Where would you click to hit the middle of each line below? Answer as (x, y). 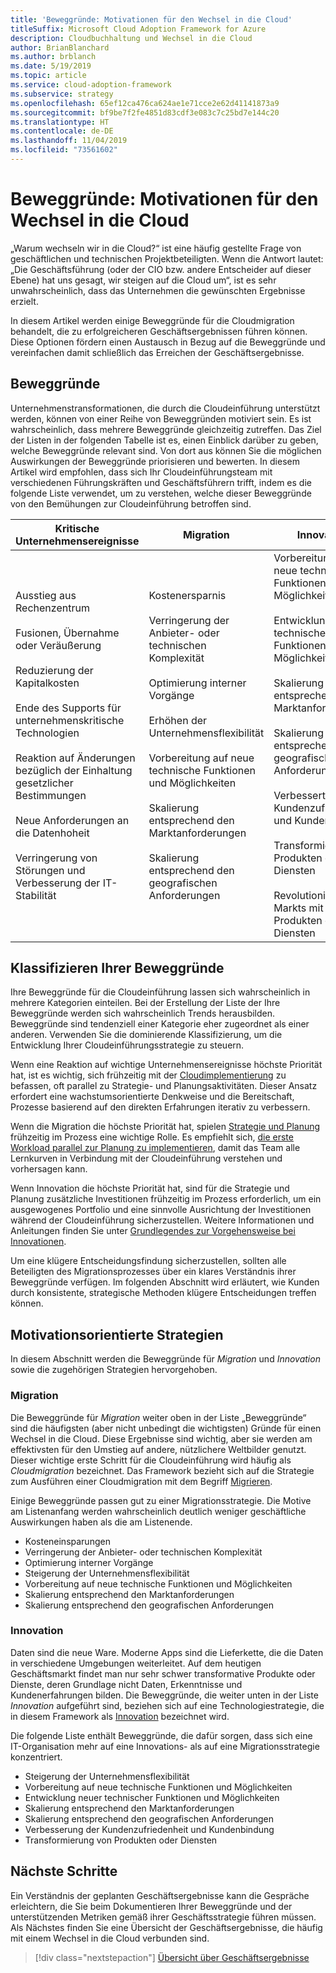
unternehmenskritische (70, 720)
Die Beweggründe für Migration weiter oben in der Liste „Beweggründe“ (158, 1417)
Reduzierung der (54, 670)
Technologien (47, 733)
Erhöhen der (178, 720)
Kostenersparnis (187, 595)
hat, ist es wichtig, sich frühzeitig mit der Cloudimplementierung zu (148, 1075)
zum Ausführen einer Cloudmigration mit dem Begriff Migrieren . (141, 1481)
